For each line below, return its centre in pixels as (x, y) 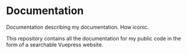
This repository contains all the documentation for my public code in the (93, 38)
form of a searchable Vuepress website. (55, 45)
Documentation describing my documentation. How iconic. (78, 27)
